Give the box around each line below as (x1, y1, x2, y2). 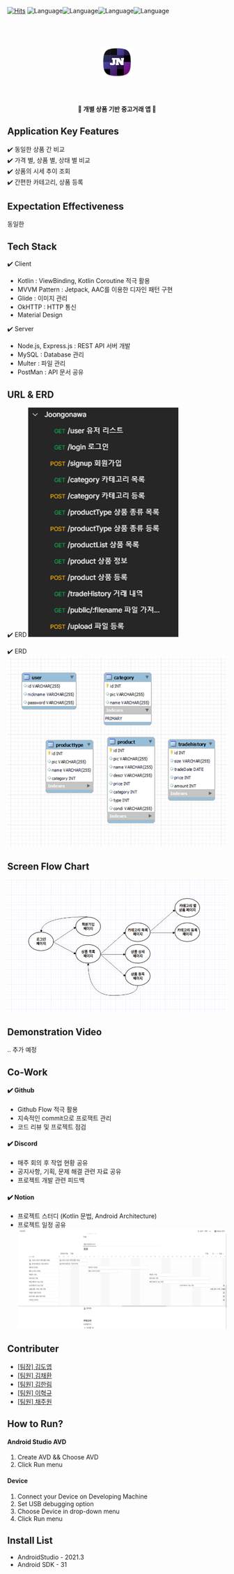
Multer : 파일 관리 (17, 359, 66, 368)
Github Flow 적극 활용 (17, 1105, 78, 1113)
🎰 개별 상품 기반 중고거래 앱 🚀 (77, 105, 157, 113)
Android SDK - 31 (17, 1561, 68, 1569)
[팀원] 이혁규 (17, 1388, 52, 1397)
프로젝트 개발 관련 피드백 (17, 1176, 85, 1184)
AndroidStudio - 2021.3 (17, 1553, 85, 1561)
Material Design (17, 311, 63, 319)
